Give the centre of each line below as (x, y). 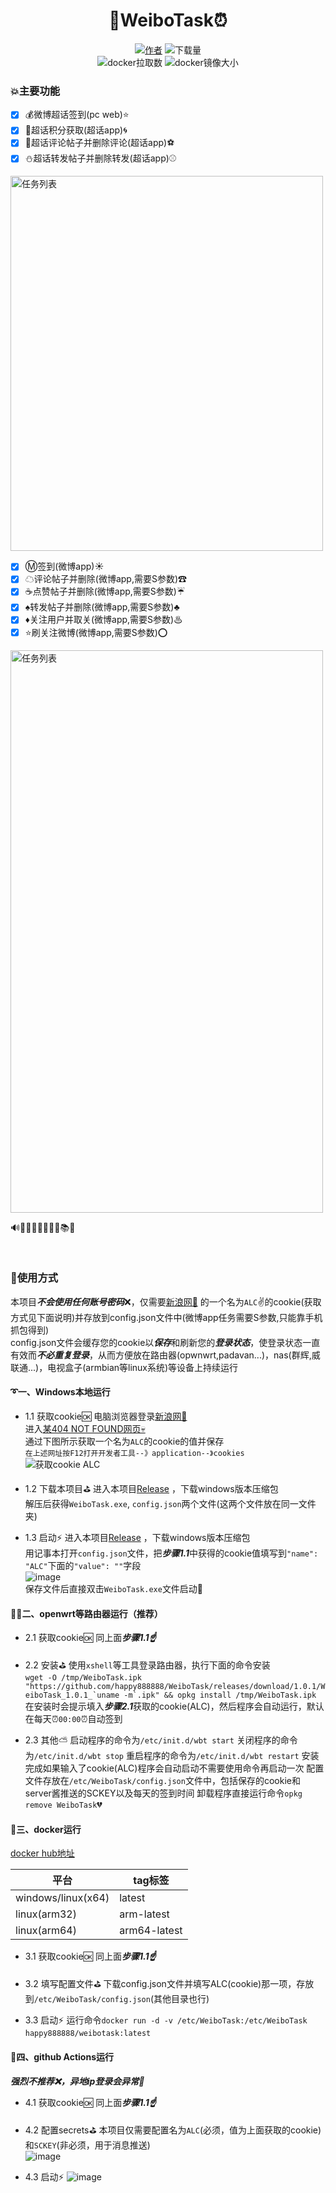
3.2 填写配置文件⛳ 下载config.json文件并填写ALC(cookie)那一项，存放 (169, 1984)
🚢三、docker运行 (46, 1829)
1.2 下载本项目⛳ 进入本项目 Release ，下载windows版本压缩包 (151, 1489)
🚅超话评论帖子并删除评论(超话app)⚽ (99, 143)
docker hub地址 (42, 1853)
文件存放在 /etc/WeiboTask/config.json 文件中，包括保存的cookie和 (162, 1781)
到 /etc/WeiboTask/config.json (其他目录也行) (117, 1999)
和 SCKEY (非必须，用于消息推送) (87, 2145)
